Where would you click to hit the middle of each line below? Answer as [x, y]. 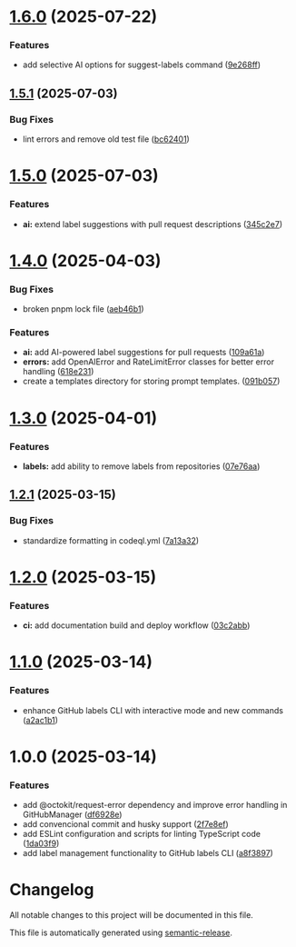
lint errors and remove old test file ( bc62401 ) [106, 139]
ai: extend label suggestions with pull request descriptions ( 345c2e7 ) [153, 224]
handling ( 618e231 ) [58, 372]
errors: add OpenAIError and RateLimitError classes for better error [148, 362]
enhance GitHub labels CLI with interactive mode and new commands [153, 710]
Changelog [52, 890]
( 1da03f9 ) [41, 843]
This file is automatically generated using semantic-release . [121, 932]
